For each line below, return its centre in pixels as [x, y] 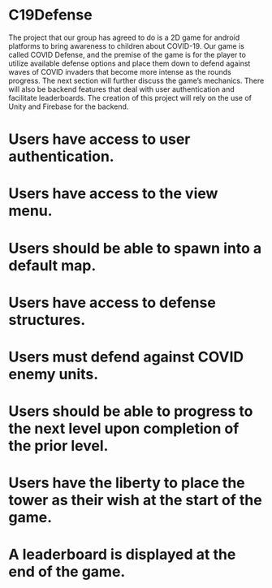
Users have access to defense [112, 303]
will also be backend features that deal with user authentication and [122, 89]
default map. [52, 265]
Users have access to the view [113, 194]
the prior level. [58, 446]
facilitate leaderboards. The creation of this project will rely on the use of [130, 97]
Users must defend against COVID [126, 357]
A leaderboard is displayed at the [122, 555]
